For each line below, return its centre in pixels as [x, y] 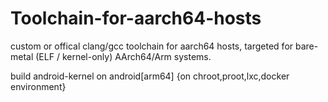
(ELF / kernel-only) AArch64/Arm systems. [123, 56]
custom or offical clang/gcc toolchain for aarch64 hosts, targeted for [152, 46]
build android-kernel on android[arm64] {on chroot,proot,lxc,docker [150, 76]
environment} [38, 86]
